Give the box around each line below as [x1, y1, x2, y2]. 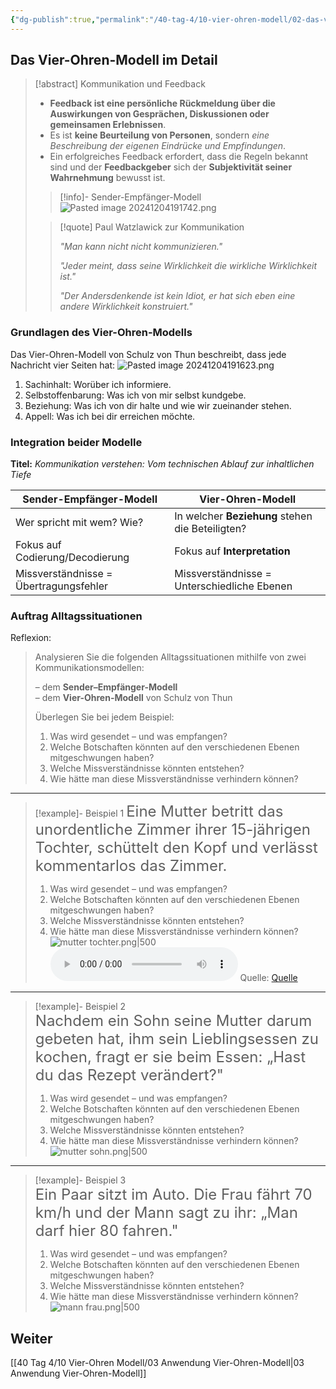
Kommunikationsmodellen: [34, 662, 145, 674]
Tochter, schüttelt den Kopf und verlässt [34, 838, 318, 858]
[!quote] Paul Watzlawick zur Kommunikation [59, 221, 245, 233]
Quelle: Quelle [239, 972, 298, 984]
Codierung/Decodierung [15, 551, 130, 565]
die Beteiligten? [174, 522, 247, 536]
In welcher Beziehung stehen [174, 509, 313, 523]
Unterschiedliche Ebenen [174, 579, 293, 593]
